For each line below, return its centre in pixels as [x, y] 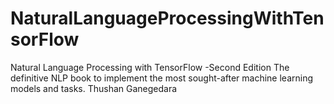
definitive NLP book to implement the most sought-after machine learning [162, 78]
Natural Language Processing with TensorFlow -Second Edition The [150, 67]
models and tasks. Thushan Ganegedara [94, 88]
